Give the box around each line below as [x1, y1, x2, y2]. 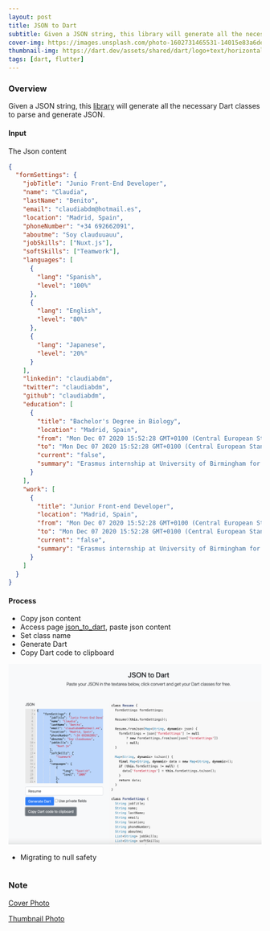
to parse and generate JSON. [8, 109, 105, 120]
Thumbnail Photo [8, 913, 65, 923]
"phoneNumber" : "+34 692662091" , [22, 222, 135, 230]
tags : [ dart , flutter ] [8, 56, 84, 64]
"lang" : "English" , [37, 307, 103, 315]
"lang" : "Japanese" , [37, 340, 106, 349]
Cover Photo [8, 898, 50, 908]
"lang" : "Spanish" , [37, 273, 103, 281]
